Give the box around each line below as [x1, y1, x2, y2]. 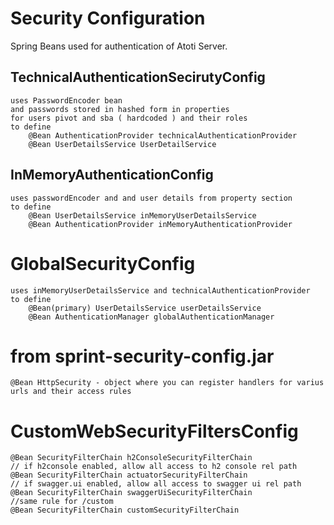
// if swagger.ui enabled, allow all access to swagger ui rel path [10, 479, 302, 489]
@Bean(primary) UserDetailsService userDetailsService [28, 303, 262, 313]
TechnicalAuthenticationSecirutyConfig [10, 69, 266, 86]
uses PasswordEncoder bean [10, 95, 123, 106]
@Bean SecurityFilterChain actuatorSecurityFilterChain [10, 470, 248, 481]
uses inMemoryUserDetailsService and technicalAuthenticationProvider [10, 285, 311, 296]
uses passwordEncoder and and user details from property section [10, 193, 293, 203]
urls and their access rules [10, 387, 132, 397]
